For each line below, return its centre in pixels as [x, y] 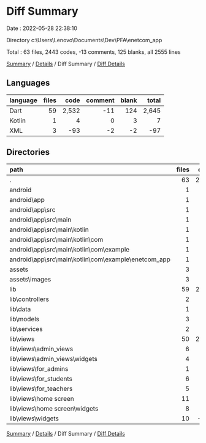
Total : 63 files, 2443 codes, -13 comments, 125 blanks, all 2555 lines [93, 52]
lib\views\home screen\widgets [54, 408]
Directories [28, 152]
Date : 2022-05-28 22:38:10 [42, 28]
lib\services [26, 329]
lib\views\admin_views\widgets [54, 359]
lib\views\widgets [34, 419]
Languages [28, 83]
